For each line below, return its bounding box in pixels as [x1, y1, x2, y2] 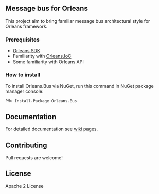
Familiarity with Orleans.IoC [12, 53, 72, 60]
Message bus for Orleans [5, 4, 89, 13]
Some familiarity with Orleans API [12, 59, 84, 65]
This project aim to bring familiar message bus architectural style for [5, 17, 150, 24]
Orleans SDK [12, 48, 40, 54]
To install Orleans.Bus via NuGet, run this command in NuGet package [5, 83, 154, 89]
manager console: [5, 88, 44, 94]
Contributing [5, 141, 47, 149]
